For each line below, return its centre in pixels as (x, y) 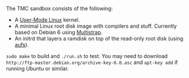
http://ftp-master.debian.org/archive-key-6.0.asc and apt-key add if (92, 62)
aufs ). (22, 45)
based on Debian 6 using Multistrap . (58, 32)
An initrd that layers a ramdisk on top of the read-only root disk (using (99, 38)
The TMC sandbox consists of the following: (60, 9)
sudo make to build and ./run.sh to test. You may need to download (87, 56)
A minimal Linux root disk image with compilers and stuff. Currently (96, 26)
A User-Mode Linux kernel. (47, 20)
